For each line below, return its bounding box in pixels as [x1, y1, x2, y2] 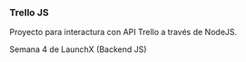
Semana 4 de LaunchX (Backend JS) [9, 44, 147, 55]
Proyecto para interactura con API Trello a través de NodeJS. [9, 27, 238, 38]
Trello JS [9, 6, 50, 19]
